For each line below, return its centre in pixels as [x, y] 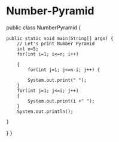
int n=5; [28, 49]
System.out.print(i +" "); [61, 101]
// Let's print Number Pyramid [56, 44]
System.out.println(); [45, 112]
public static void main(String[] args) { [60, 38]
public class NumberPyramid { [44, 27]
